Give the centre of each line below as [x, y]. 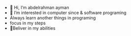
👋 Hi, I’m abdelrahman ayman [39, 8]
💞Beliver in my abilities [32, 28]
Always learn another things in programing [53, 18]
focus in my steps [27, 23]
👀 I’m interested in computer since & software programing [68, 13]
